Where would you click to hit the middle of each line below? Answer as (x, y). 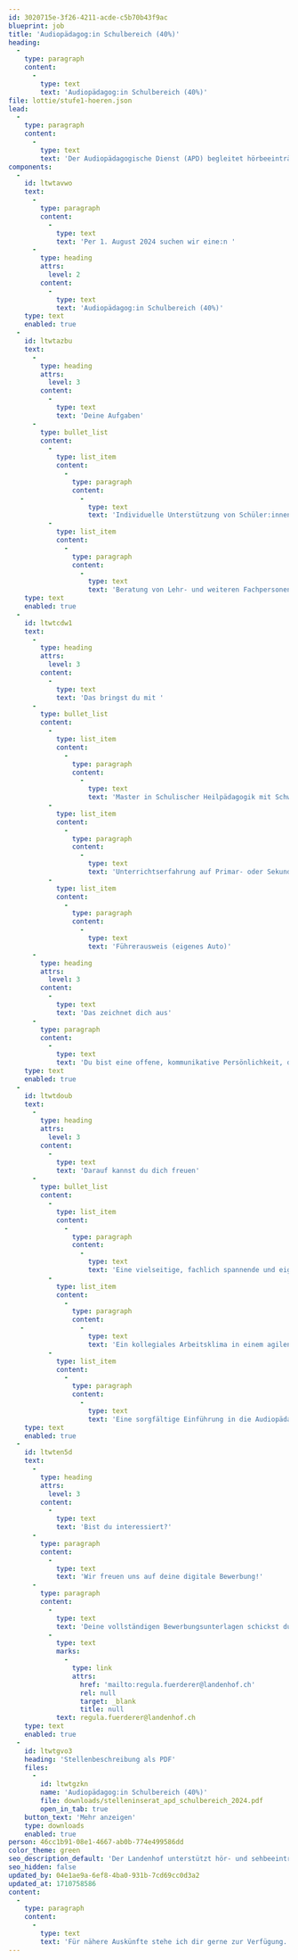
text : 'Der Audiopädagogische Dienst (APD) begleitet (142, 158)
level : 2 (64, 275)
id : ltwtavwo (48, 184)
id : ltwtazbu (48, 341)
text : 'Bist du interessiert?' (114, 1527)
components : (30, 167)
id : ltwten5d (48, 1452)
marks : (68, 1651)
